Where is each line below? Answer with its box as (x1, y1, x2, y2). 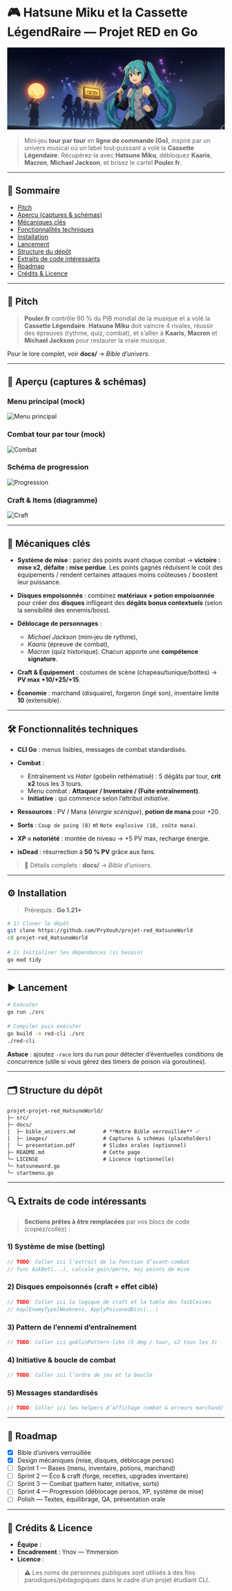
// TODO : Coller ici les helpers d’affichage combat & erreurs (7, 1405, 193, 1411)
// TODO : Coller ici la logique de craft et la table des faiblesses (7, 1298, 212, 1305)
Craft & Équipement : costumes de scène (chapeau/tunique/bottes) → (17, 668, 217, 676)
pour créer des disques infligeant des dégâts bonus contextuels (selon (17, 598, 222, 607)
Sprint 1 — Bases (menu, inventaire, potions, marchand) (17, 1464, 176, 1472)
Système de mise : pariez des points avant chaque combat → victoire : (17, 556, 221, 564)
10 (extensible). (17, 696, 61, 704)
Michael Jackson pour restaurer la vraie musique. (23, 336, 167, 345)
